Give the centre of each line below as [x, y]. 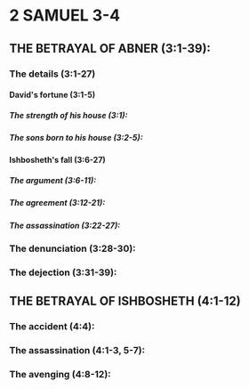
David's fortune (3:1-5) [52, 95]
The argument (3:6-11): [53, 181]
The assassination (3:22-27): [65, 225]
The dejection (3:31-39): [63, 272]
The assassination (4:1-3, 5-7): [77, 351]
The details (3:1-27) [52, 74]
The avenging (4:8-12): [60, 375]
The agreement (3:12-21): [57, 203]
